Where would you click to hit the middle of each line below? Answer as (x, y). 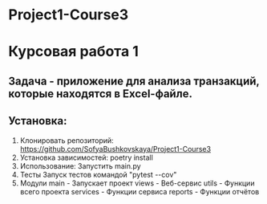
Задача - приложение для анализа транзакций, (134, 81)
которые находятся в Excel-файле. (100, 94)
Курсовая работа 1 (73, 52)
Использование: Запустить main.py (81, 165)
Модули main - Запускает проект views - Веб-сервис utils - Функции (137, 183)
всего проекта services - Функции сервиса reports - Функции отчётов (140, 191)
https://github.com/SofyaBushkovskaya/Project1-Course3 (115, 149)
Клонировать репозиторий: (67, 140)
